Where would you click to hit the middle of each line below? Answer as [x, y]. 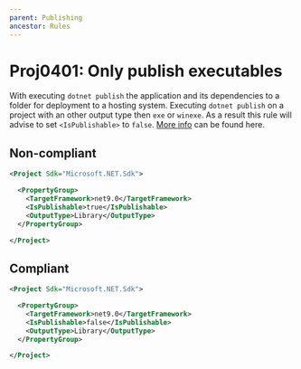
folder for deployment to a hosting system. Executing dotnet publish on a [147, 106]
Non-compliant [53, 153]
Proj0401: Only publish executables [146, 71]
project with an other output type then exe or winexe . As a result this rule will [150, 115]
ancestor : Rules [40, 26]
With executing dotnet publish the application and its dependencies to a [145, 96]
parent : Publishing [46, 18]
